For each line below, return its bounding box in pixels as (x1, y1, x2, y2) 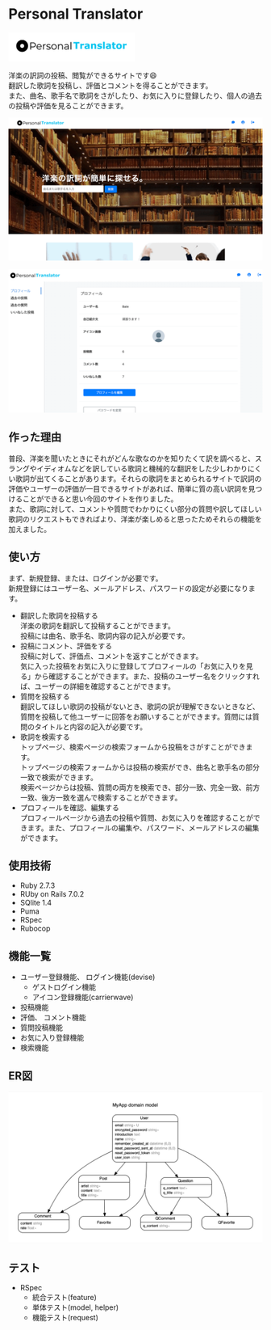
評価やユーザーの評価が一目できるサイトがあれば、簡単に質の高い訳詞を (8, 483, 248, 493)
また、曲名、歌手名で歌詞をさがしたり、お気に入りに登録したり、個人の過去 (8, 91, 262, 100)
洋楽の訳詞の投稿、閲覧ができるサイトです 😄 (8, 70, 157, 80)
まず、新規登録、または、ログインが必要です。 (8, 573, 163, 583)
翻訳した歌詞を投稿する (19, 610, 98, 620)
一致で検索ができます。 (19, 772, 98, 782)
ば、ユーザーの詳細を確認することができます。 (19, 681, 176, 691)
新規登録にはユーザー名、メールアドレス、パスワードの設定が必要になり (8, 583, 248, 593)
